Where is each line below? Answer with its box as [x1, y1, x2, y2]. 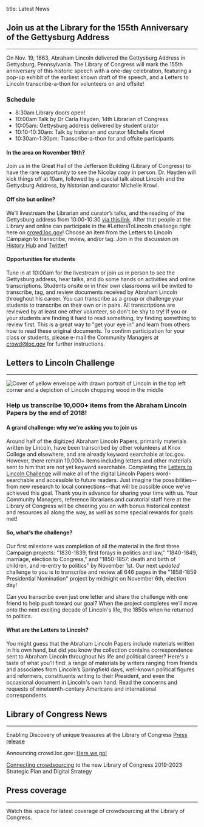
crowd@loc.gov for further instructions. [6, 340, 105, 347]
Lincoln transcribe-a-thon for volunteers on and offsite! [6, 80, 144, 87]
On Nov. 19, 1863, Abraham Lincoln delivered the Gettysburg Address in [6, 54, 186, 61]
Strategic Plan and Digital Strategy [6, 767, 92, 775]
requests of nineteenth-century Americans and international [6, 685, 157, 693]
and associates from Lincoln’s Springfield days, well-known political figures [6, 666, 195, 673]
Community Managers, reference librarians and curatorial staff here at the [6, 495, 191, 503]
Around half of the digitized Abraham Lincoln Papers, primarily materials [6, 438, 187, 445]
